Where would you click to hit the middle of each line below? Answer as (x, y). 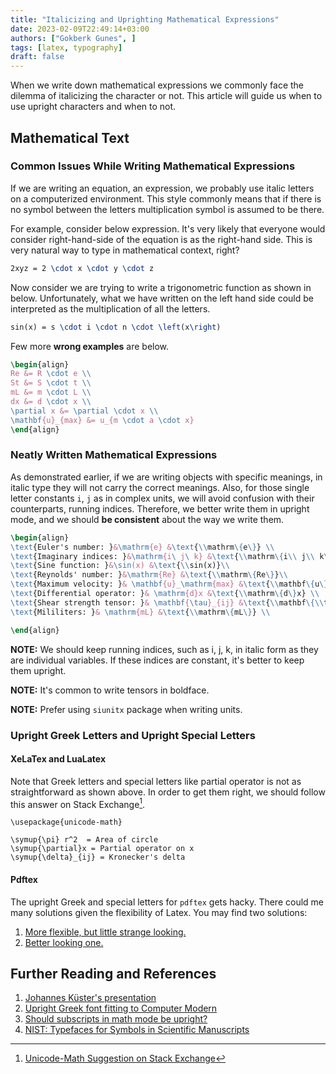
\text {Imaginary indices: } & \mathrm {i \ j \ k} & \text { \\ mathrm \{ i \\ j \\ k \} (171, 556)
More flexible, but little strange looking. (105, 932)
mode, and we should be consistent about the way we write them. (147, 519)
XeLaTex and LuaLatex (58, 759)
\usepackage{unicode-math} (66, 822)
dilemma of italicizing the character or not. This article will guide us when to (166, 96)
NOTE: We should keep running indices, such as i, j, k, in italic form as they (164, 649)
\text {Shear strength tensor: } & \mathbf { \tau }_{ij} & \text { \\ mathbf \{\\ (167, 602)
